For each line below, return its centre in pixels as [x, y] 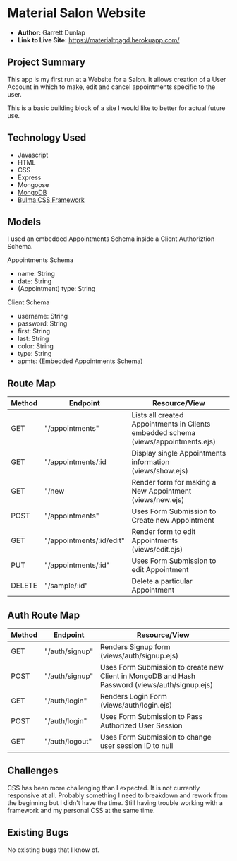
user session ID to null [136, 746]
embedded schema [164, 433]
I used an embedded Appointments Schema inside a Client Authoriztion [111, 239]
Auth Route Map [43, 615]
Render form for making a [174, 482]
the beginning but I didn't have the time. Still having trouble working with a [115, 802]
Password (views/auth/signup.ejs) [157, 685]
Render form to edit [164, 532]
